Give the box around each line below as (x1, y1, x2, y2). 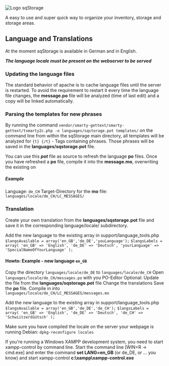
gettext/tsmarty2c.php (5, 128, 53, 133)
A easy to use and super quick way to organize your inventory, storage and (5, 15, 161, 20)
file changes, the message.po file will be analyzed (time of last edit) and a (5, 93, 159, 99)
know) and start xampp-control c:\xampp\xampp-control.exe (5, 354, 134, 361)
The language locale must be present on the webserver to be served (5, 58, 152, 64)
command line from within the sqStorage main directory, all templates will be (5, 133, 164, 139)
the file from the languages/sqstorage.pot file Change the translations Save (5, 280, 164, 286)
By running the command (5, 122, 58, 128)
